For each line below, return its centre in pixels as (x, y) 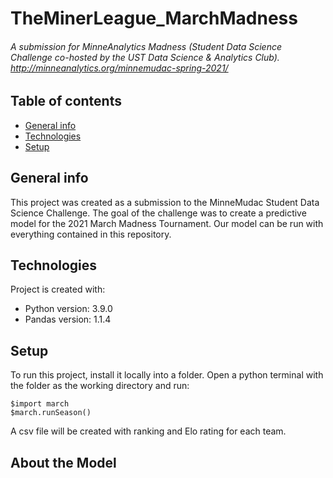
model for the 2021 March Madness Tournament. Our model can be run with (167, 223)
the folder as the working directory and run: (100, 386)
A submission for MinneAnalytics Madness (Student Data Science (146, 46)
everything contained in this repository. (91, 234)
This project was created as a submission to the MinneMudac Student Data (165, 202)
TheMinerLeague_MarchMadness (154, 18)
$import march (40, 404)
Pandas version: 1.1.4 (68, 319)
